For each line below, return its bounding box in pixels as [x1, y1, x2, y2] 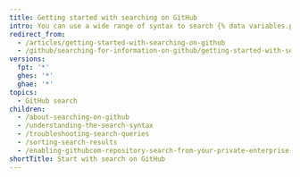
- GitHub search [17, 96, 78, 105]
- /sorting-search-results [17, 138, 118, 147]
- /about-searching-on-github [17, 113, 129, 122]
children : [9, 105, 46, 114]
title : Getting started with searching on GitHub [9, 13, 198, 22]
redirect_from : [9, 29, 66, 38]
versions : [9, 55, 46, 63]
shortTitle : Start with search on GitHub [9, 154, 166, 164]
